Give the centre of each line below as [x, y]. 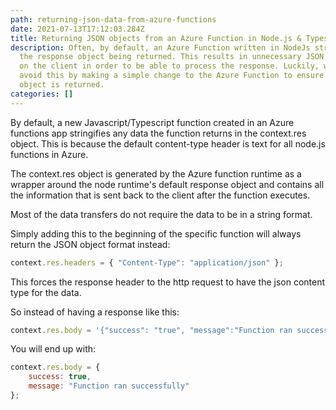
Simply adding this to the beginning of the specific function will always [156, 233]
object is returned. [62, 85]
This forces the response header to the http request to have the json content [168, 282]
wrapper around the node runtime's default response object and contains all [167, 184]
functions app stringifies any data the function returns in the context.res [158, 133]
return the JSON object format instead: [90, 244]
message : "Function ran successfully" [109, 386]
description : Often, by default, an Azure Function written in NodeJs [160, 47]
